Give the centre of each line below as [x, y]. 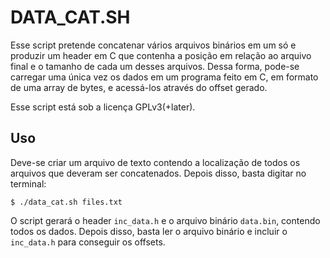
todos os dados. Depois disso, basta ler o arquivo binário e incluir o [149, 231]
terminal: [28, 183]
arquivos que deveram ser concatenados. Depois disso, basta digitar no [158, 173]
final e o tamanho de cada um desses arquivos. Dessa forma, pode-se [155, 66]
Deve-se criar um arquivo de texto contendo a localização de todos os [155, 162]
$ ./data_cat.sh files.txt [66, 202]
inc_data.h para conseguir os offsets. [88, 242]
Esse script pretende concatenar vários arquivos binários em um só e [153, 45]
